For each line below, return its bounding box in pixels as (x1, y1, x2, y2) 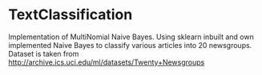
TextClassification (8, 6, 133, 24)
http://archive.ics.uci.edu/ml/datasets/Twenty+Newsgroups (8, 57, 205, 67)
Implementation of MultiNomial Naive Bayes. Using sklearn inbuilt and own (8, 32, 254, 41)
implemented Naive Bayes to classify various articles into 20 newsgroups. (8, 40, 252, 49)
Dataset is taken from (8, 49, 79, 58)
